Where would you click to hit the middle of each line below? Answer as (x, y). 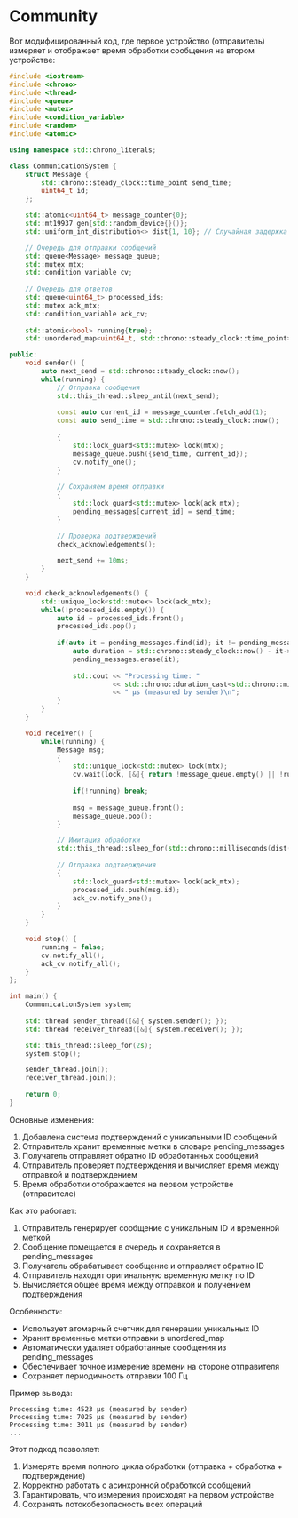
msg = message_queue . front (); (128, 807)
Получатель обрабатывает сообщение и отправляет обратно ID (143, 1266)
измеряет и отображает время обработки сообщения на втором (132, 50)
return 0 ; (43, 1095)
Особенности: (36, 1311)
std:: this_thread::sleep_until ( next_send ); (138, 396)
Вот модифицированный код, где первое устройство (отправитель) (137, 41)
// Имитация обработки (98, 840)
